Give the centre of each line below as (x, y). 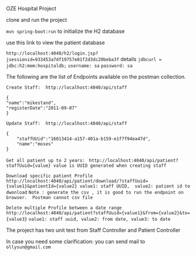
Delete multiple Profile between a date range (64, 208)
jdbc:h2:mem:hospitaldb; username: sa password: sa (70, 66)
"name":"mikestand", (31, 103)
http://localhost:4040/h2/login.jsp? (52, 53)
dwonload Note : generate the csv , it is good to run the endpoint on (95, 193)
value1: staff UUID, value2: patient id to (135, 186)
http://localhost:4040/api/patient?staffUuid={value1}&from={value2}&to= (98, 213)
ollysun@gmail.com (28, 247)
